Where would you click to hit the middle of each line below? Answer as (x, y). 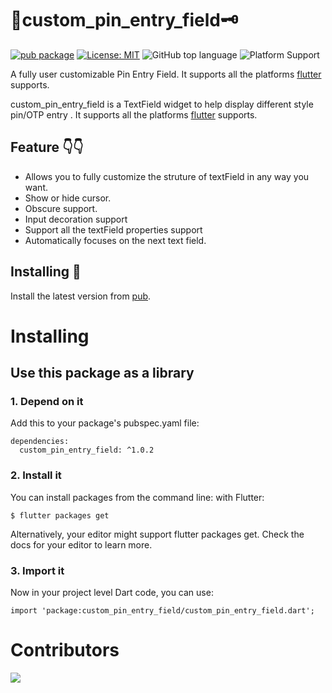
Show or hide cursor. (68, 198)
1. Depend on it (47, 402)
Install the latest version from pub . (81, 296)
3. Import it (37, 570)
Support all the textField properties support (113, 229)
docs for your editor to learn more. (81, 544)
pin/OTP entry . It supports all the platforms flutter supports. (134, 114)
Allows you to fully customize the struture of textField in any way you (167, 176)
